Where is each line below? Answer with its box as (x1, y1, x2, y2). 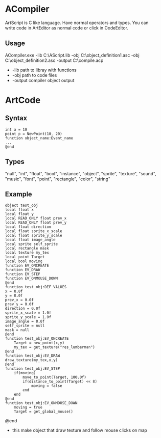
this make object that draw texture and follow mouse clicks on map (12, 427, 148, 433)
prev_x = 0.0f (5, 298, 34, 302)
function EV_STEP (5, 272, 41, 277)
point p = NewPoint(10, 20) (5, 131, 63, 136)
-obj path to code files (12, 72, 57, 78)
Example (5, 190, 32, 198)
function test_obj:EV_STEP (5, 366, 60, 371)
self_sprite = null (5, 323, 45, 328)
